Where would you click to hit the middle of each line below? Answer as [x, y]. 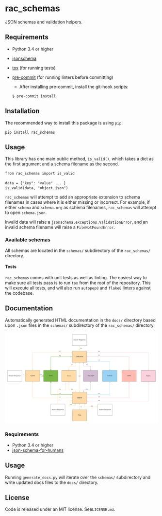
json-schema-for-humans [38, 450]
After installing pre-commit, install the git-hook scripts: [74, 87]
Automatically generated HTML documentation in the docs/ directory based [81, 320]
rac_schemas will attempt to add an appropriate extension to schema [73, 197]
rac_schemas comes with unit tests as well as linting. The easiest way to [76, 277]
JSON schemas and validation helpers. [44, 22]
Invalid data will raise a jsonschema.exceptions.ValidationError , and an [76, 222]
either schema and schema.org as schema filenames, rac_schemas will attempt [81, 208]
